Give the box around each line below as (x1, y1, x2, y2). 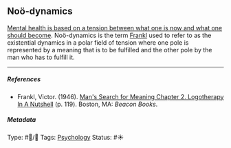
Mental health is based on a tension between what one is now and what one (7, 23, 223, 32)
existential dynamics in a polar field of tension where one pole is (7, 38, 189, 47)
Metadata (7, 116, 36, 124)
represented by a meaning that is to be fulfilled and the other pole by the (7, 45, 212, 54)
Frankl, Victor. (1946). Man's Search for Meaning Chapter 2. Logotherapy (16, 92, 224, 101)
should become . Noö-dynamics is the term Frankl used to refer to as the (7, 31, 212, 39)
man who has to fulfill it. (7, 53, 75, 61)
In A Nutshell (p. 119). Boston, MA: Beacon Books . (16, 100, 158, 108)
